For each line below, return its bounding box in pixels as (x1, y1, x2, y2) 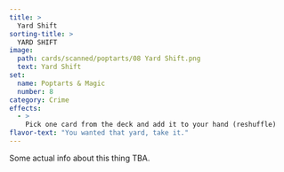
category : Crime (9, 95, 69, 105)
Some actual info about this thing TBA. (9, 152, 150, 163)
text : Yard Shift (17, 63, 82, 72)
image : (9, 46, 34, 55)
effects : (9, 104, 42, 113)
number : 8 (17, 87, 53, 96)
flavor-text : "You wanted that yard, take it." (9, 129, 190, 137)
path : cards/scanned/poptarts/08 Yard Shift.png (17, 54, 201, 63)
